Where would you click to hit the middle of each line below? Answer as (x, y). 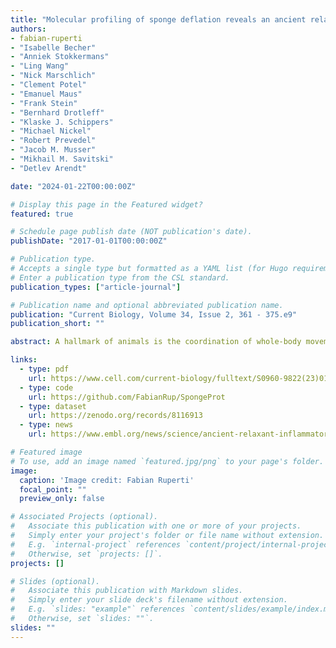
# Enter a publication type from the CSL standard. (120, 277)
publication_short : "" (57, 324)
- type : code (46, 387)
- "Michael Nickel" (51, 131)
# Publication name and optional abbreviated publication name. (147, 305)
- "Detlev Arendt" (48, 168)
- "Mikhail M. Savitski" (62, 159)
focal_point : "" (53, 489)
